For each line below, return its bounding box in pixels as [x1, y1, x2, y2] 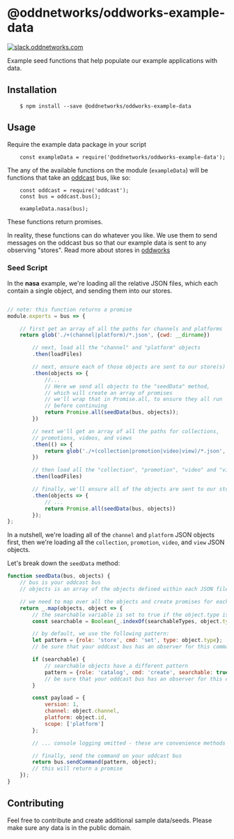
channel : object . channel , [44, 708, 120, 715]
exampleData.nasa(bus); [19, 205, 89, 212]
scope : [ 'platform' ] [44, 720, 104, 727]
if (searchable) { [32, 656, 86, 663]
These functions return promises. [7, 217, 103, 226]
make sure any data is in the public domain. [7, 823, 132, 832]
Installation [7, 84, 57, 96]
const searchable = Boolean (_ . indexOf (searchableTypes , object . [32, 618, 223, 625]
